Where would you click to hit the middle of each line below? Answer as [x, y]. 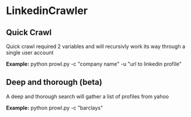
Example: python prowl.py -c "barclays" [55, 108]
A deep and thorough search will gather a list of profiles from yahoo [88, 96]
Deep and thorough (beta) [54, 82]
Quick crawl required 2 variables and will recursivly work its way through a [96, 46]
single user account [30, 53]
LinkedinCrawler [47, 11]
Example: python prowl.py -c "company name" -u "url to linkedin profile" [94, 64]
